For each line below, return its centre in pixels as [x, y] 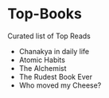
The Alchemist [43, 68]
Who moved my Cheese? [60, 85]
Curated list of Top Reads [49, 36]
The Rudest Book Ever [56, 76]
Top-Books [45, 14]
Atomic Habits [42, 60]
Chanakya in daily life [54, 51]
